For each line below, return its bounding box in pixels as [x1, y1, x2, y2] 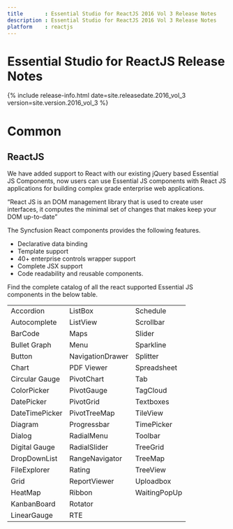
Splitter [135, 352, 159, 361]
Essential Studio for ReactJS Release [7, 53, 225, 69]
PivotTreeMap [69, 408, 115, 418]
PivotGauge [69, 386, 108, 396]
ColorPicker [10, 386, 50, 396]
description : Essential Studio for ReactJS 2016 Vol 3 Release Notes [7, 17, 217, 24]
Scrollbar [135, 317, 165, 327]
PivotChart [69, 375, 105, 384]
